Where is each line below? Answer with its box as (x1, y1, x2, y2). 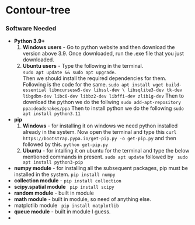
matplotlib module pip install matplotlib (13, 202, 119, 209)
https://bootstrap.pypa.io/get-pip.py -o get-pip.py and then (22, 135, 176, 142)
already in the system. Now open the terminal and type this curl (22, 129, 177, 136)
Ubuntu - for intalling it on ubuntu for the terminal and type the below (22, 147, 190, 154)
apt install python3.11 (22, 111, 81, 117)
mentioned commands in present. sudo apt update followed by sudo (22, 153, 188, 161)
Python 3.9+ (13, 37, 45, 44)
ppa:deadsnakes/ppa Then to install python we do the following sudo (22, 105, 184, 112)
